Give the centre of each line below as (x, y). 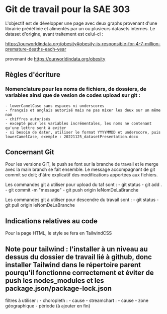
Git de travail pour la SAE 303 (68, 9)
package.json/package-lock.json (59, 288)
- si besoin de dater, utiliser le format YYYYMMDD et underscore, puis (83, 132)
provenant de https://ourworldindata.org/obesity (55, 58)
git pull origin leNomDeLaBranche (40, 205)
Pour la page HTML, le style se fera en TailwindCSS (59, 233)
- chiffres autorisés (28, 119)
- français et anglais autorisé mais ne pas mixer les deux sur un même (83, 110)
